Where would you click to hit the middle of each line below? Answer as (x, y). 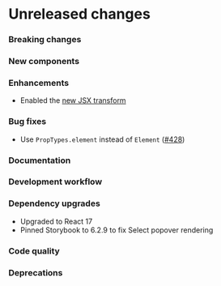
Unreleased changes (80, 14)
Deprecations (36, 272)
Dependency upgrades (55, 203)
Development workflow (55, 181)
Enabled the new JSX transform (73, 100)
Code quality (34, 250)
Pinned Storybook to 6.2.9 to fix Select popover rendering (117, 230)
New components (44, 62)
